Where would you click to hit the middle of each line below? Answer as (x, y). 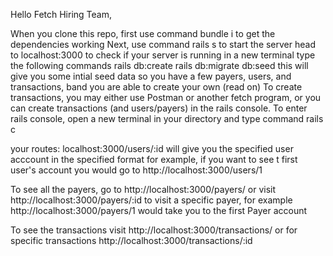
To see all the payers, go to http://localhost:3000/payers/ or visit (143, 189)
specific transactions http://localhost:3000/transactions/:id (131, 240)
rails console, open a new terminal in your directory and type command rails (167, 118)
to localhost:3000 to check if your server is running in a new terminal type (163, 55)
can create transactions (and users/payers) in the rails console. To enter (159, 108)
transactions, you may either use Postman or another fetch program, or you (166, 97)
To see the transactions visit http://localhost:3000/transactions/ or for (154, 230)
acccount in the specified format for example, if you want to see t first (154, 159)
